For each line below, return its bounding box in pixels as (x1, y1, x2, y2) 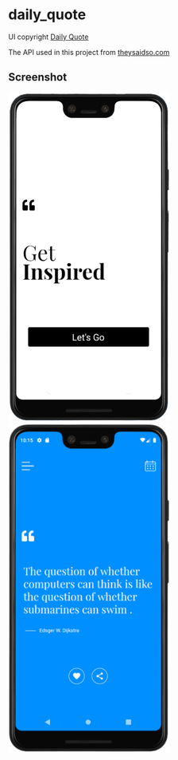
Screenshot (8, 70, 68, 85)
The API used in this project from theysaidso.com (8, 47, 170, 57)
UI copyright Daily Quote (8, 32, 89, 41)
